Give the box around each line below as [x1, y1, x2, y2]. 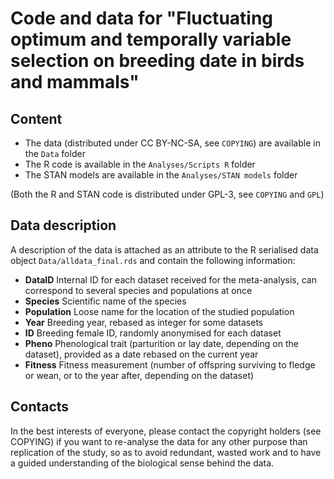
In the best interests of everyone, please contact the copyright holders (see [10, 425, 322, 437]
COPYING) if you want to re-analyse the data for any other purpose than [10, 435, 308, 447]
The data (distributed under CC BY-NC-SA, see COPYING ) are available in [24, 137, 321, 149]
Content [10, 110, 63, 127]
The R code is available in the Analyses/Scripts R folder [24, 158, 256, 170]
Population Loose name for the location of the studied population [24, 305, 295, 317]
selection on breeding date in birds [10, 50, 305, 72]
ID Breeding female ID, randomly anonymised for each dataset [24, 327, 282, 339]
